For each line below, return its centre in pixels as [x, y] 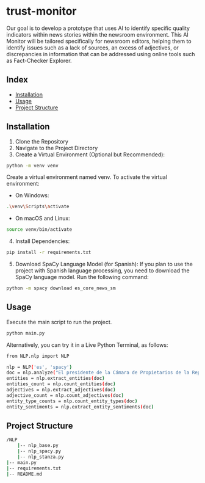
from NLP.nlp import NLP [38, 356]
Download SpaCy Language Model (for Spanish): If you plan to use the [104, 264]
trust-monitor [41, 11]
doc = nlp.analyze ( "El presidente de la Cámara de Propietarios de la [98, 373]
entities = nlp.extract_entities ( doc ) [56, 379]
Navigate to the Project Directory [56, 148]
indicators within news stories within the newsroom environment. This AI [98, 34]
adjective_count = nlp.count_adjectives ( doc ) [65, 395]
